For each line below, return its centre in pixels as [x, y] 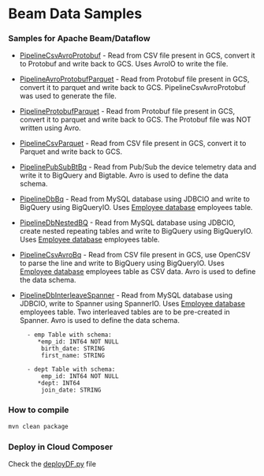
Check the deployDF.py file [52, 463]
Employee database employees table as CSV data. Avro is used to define [138, 272]
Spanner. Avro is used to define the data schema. [99, 320]
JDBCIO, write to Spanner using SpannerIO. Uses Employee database [132, 304]
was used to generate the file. [68, 96]
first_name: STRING [73, 356]
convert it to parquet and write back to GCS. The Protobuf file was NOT [136, 120]
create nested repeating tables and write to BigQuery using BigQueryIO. [136, 231]
